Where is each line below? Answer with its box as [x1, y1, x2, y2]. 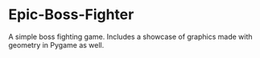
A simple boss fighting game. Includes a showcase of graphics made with [8, 32, 253, 41]
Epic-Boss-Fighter [8, 6, 134, 24]
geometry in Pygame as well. [8, 40, 105, 49]
